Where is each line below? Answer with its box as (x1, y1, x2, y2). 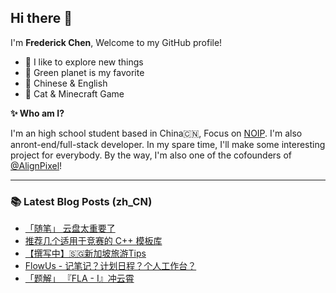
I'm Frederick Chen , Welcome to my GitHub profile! (10, 36, 223, 48)
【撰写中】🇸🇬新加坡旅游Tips (24, 247, 147, 260)
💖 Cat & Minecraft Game (24, 87, 125, 100)
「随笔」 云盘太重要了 (24, 222, 116, 235)
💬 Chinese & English (24, 77, 108, 89)
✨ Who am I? (10, 107, 65, 119)
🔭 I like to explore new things (24, 56, 144, 68)
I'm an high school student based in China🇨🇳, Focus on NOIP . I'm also (10, 127, 303, 139)
